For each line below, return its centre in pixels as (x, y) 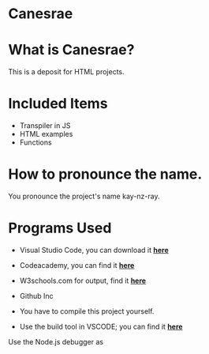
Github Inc (36, 296)
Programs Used (60, 228)
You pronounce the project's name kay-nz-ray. (84, 196)
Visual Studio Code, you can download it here (94, 250)
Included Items (58, 104)
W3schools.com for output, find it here (83, 281)
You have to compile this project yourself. (87, 311)
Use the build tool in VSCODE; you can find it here (101, 326)
